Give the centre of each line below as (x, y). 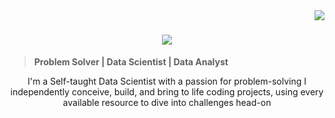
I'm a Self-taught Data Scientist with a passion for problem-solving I (167, 81)
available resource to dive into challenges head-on (167, 102)
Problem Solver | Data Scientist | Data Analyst (131, 61)
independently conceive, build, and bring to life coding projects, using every (167, 91)
